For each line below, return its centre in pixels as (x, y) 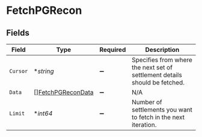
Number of (147, 102)
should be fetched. (158, 82)
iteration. (144, 125)
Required (113, 50)
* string (44, 71)
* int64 (43, 113)
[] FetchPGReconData (64, 92)
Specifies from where (162, 60)
